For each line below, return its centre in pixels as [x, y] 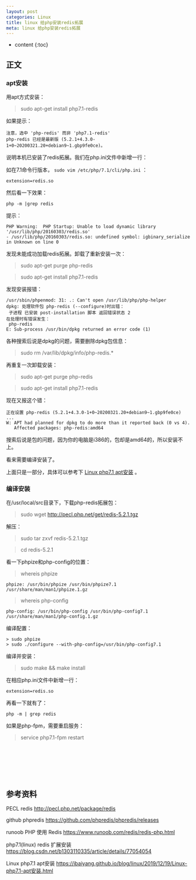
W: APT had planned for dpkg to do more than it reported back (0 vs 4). [98, 423]
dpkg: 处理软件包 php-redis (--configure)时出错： [65, 306]
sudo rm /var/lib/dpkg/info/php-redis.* [67, 353]
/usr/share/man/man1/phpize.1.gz [47, 590]
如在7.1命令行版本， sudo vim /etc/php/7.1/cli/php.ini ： [77, 170]
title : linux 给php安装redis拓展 [45, 22]
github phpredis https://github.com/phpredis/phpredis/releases [83, 820]
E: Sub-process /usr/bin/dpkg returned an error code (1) [78, 329]
